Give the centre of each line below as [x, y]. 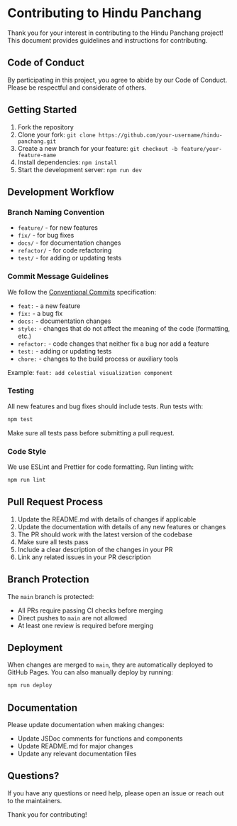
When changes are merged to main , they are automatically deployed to [110, 665]
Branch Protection [49, 579]
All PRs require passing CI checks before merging [90, 610]
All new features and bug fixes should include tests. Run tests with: [105, 406]
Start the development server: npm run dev [79, 169]
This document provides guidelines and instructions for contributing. [108, 40]
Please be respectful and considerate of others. [77, 88]
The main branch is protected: [51, 596]
